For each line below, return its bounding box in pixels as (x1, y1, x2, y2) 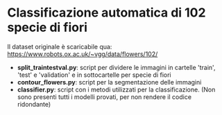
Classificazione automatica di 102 (7, 5, 206, 21)
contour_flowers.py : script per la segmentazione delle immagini (17, 78, 202, 86)
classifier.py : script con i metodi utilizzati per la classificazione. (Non (17, 85, 216, 94)
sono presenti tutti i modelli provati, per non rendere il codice (17, 92, 192, 101)
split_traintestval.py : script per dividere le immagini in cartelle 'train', (17, 63, 216, 71)
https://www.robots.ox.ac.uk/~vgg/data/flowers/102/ (7, 50, 158, 58)
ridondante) (17, 100, 51, 108)
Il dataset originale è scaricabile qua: (7, 42, 112, 51)
